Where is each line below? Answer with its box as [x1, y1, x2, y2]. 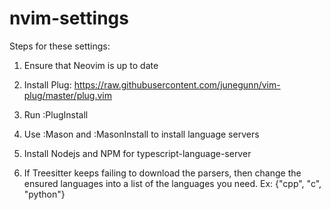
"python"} [23, 188, 66, 200]
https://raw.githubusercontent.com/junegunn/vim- [73, 78, 281, 91]
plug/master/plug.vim [23, 89, 113, 101]
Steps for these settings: [9, 40, 111, 52]
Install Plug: [23, 78, 72, 91]
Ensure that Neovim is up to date [23, 59, 159, 71]
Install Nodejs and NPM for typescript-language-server [23, 147, 252, 159]
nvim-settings [9, 7, 129, 30]
